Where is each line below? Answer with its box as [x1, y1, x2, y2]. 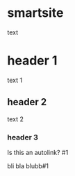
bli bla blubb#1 [7, 161, 49, 170]
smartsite [7, 5, 64, 21]
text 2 [7, 114, 24, 123]
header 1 [7, 53, 58, 69]
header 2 [7, 96, 47, 108]
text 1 [7, 76, 23, 84]
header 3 [7, 132, 38, 142]
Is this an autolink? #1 [7, 148, 69, 156]
